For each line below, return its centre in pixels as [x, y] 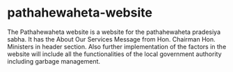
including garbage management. [54, 61]
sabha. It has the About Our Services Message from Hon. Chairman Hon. [111, 39]
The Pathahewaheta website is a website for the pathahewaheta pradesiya [114, 32]
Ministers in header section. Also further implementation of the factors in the [117, 46]
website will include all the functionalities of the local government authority [114, 54]
